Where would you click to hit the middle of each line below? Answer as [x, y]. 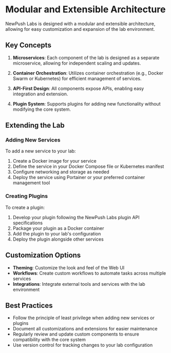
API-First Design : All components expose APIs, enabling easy [78, 88]
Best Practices [29, 306]
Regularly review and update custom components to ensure [76, 334]
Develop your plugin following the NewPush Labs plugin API [76, 217]
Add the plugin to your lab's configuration [57, 233]
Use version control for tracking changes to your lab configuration [83, 345]
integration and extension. [40, 94]
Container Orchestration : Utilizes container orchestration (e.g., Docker [88, 73]
